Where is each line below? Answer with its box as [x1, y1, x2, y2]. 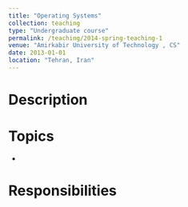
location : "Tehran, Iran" [8, 57, 94, 65]
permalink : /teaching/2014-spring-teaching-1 [8, 34, 162, 42]
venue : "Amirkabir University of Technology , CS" [8, 42, 181, 50]
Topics [8, 127, 54, 145]
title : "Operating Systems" [8, 11, 102, 20]
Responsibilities [8, 181, 118, 200]
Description [8, 91, 88, 109]
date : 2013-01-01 [8, 49, 66, 57]
